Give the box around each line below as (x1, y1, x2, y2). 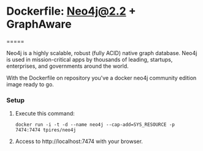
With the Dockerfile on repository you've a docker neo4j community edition (6, 74, 197, 81)
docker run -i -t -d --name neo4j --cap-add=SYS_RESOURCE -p (15, 122, 175, 128)
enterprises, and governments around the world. (6, 62, 129, 70)
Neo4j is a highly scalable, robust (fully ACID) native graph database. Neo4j (6, 49, 197, 56)
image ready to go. (6, 81, 54, 88)
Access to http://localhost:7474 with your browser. (15, 138, 143, 145)
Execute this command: (15, 110, 75, 117)
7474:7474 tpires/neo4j (15, 127, 77, 133)
